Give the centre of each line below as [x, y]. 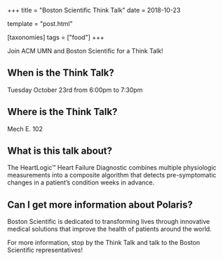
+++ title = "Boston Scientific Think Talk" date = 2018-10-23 [94, 10]
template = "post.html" [40, 24]
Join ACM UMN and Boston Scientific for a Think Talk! [85, 51]
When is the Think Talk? [61, 73]
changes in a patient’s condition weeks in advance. [81, 182]
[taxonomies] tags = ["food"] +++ [56, 37]
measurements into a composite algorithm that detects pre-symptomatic [112, 175]
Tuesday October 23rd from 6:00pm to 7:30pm [75, 90]
